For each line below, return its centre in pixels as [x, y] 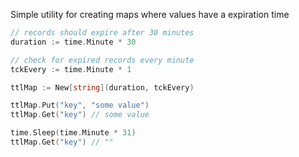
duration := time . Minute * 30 [73, 42]
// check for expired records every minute [102, 60]
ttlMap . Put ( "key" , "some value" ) [80, 105]
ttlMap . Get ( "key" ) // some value [80, 115]
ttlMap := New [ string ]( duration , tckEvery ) [102, 87]
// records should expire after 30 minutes [102, 33]
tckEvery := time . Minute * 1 [71, 69]
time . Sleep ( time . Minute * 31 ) [73, 133]
